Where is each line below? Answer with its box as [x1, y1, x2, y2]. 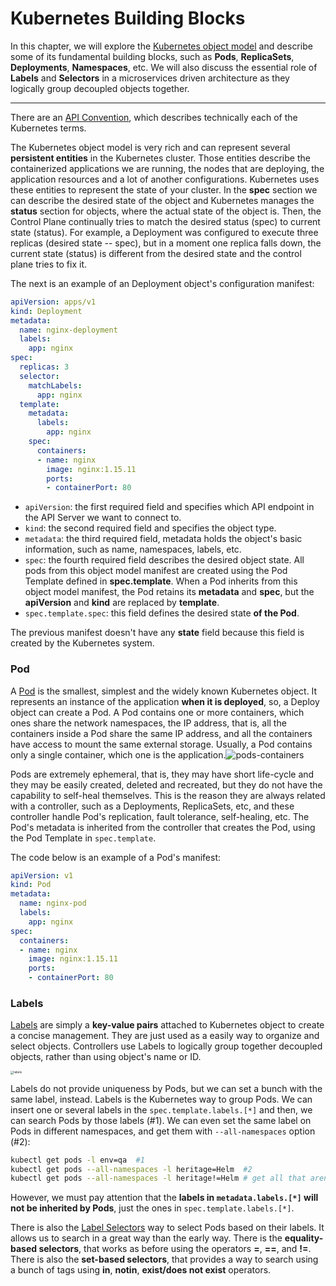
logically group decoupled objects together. [10, 82, 190, 94]
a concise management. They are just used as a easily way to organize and [10, 1030, 320, 1042]
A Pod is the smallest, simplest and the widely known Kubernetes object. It [10, 685, 318, 697]
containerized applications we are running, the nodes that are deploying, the [10, 162, 325, 174]
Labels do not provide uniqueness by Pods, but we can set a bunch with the [10, 1082, 323, 1094]
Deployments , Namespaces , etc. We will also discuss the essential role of [10, 61, 318, 73]
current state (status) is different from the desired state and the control [10, 247, 302, 259]
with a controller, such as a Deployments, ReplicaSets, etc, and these [10, 800, 295, 812]
